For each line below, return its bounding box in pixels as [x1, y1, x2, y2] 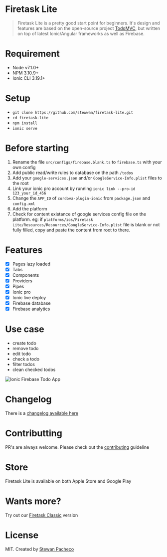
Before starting [5, 143, 69, 154]
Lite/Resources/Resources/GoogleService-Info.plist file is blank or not [12, 221, 160, 227]
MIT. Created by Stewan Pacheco [5, 546, 74, 552]
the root [12, 180, 29, 186]
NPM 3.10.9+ [12, 70, 39, 76]
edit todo [12, 351, 31, 357]
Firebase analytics [12, 306, 50, 312]
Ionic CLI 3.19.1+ [12, 75, 46, 81]
